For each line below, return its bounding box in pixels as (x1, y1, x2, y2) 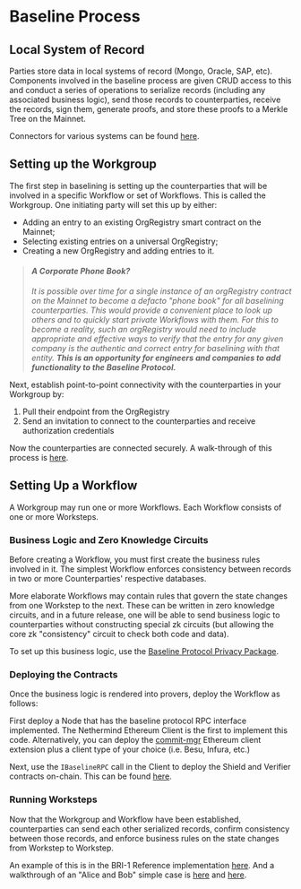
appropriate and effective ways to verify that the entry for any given (30, 333, 284, 344)
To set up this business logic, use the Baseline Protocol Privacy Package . (9, 646, 279, 657)
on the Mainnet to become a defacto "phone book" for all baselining (30, 296, 284, 306)
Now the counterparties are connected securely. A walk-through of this (9, 443, 272, 453)
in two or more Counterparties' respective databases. (9, 574, 207, 584)
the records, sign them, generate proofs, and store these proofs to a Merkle (9, 104, 288, 114)
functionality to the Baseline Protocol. (30, 362, 176, 373)
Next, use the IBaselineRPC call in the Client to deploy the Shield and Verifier (9, 762, 291, 772)
